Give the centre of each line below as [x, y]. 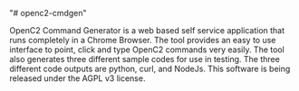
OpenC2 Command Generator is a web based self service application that [147, 30]
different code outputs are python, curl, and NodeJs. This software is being [150, 68]
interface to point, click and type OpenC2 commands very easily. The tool [147, 50]
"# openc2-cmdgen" [48, 13]
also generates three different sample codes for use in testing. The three [145, 59]
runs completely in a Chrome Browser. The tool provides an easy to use [143, 40]
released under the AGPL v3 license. [77, 78]
